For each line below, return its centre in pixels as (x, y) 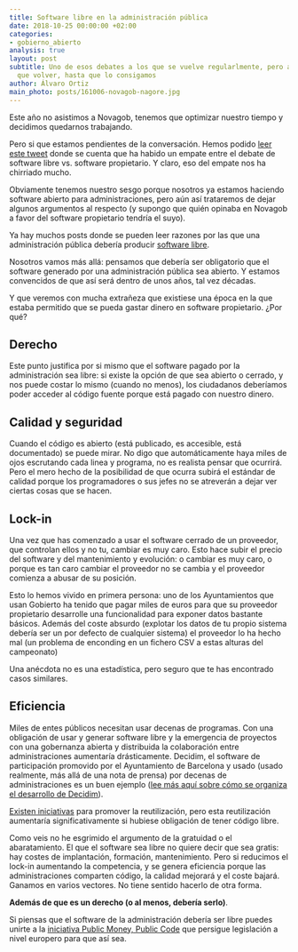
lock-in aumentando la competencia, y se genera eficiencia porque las (137, 866)
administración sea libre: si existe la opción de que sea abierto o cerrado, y (146, 375)
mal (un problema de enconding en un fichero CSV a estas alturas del (136, 642)
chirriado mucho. (40, 172)
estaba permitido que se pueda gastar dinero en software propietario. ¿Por (146, 307)
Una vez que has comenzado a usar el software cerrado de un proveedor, (144, 540)
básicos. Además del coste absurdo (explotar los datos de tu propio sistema (148, 623)
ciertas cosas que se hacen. (61, 491)
